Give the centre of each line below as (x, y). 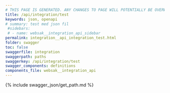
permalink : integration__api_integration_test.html (61, 38)
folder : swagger (22, 43)
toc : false (17, 47)
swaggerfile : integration (32, 52)
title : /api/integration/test (37, 15)
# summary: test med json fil (37, 24)
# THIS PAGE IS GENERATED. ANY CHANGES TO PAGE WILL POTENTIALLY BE (79, 10)
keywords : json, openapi (31, 19)
